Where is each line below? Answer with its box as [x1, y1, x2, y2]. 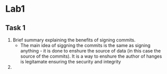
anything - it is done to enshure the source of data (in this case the [20, 48, 161, 54]
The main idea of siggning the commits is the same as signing [20, 42, 151, 48]
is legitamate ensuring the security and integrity [20, 59, 121, 64]
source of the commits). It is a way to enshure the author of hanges [20, 53, 162, 59]
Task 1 [5, 23, 26, 32]
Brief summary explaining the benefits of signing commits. [12, 37, 136, 43]
